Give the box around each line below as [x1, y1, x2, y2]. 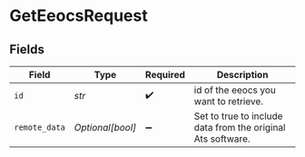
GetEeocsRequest [9, 5, 148, 26]
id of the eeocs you [193, 83, 277, 96]
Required [144, 69, 186, 81]
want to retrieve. [193, 95, 264, 107]
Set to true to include [193, 110, 283, 123]
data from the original [193, 122, 286, 133]
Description [216, 69, 269, 81]
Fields [9, 42, 45, 57]
